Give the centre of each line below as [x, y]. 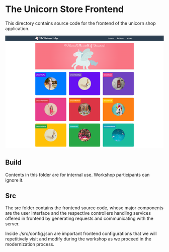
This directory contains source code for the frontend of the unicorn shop [80, 23]
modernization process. [30, 244]
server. [13, 224]
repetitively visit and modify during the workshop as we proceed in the [78, 239]
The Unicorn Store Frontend [65, 9]
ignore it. [14, 180]
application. [17, 28]
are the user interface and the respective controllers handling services [78, 213]
